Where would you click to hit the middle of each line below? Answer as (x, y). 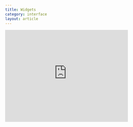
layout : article (22, 19)
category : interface (26, 14)
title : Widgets (21, 10)
